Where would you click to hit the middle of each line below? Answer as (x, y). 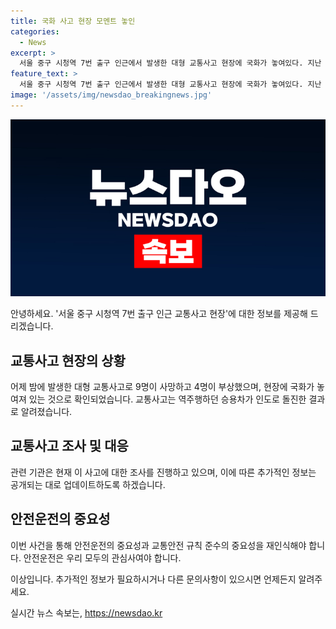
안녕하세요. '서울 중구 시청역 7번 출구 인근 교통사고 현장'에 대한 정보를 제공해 (159, 314)
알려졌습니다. (46, 412)
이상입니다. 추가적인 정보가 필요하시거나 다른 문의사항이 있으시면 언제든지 (153, 579)
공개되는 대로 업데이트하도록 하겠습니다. (88, 484)
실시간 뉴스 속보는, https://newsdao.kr (86, 612)
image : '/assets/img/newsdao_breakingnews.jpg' (111, 95)
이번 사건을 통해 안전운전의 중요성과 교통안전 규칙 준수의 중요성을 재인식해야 (158, 545)
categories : (35, 31)
